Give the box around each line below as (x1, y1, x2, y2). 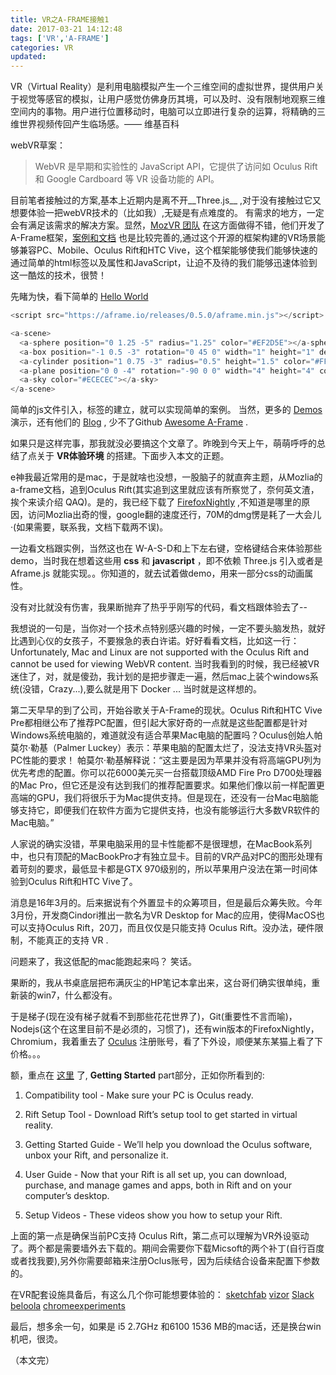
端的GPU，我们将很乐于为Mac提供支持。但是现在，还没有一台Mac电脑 (18, 792, 310, 804)
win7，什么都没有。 (36, 989, 118, 1001)
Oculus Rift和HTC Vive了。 (27, 876, 138, 888)
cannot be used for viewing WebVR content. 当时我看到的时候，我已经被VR (10, 658, 320, 670)
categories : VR (10, 42, 74, 53)
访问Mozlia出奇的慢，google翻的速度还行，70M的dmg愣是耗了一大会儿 (27, 509, 322, 521)
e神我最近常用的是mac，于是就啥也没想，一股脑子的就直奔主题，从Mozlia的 (10, 471, 323, 483)
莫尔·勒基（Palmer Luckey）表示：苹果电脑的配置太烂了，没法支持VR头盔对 (10, 742, 322, 754)
